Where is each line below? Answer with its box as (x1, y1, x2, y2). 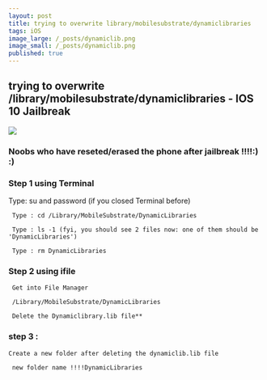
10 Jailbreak (8, 104, 71, 118)
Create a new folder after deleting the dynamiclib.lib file (8, 349, 219, 357)
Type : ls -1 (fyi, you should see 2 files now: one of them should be (11, 226, 259, 234)
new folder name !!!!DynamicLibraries (11, 363, 143, 372)
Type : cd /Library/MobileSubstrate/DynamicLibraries (11, 212, 197, 220)
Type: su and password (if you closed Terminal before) (8, 196, 191, 206)
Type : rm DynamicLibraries (11, 247, 107, 255)
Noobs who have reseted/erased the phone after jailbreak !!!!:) (8, 146, 259, 157)
